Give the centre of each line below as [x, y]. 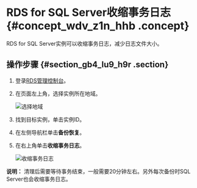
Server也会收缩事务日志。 [39, 179]
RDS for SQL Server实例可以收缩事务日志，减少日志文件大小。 [84, 43]
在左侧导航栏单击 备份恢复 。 [50, 132]
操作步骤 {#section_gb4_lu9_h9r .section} [88, 65]
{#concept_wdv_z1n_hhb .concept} [98, 26]
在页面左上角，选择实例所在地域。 [58, 93]
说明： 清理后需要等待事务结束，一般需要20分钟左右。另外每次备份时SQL [99, 171]
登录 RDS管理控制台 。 [42, 81]
